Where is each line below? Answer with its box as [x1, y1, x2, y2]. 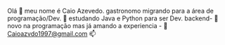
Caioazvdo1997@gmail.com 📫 [7, 30, 96, 38]
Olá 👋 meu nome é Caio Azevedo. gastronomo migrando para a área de [7, 7, 214, 15]
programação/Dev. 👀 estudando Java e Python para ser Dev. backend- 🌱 [7, 14, 219, 22]
